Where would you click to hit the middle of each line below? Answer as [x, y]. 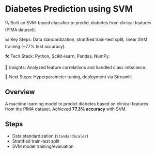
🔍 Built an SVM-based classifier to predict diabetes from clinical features [78, 22]
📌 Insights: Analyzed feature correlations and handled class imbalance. [76, 67]
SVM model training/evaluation [43, 146]
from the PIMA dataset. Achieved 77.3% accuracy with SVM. [66, 109]
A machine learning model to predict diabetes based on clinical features [77, 103]
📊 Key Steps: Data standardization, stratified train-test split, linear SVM [76, 39]
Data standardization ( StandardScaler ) [50, 136]
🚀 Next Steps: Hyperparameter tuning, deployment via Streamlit [69, 77]
